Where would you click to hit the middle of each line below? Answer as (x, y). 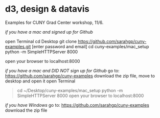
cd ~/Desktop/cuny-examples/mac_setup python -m (70, 90)
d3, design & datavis (47, 9)
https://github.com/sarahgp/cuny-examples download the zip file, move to (80, 76)
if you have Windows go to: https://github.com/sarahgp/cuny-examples (77, 105)
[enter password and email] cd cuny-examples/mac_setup (90, 46)
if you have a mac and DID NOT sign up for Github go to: (62, 70)
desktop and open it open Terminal (40, 81)
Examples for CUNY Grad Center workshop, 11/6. (54, 22)
